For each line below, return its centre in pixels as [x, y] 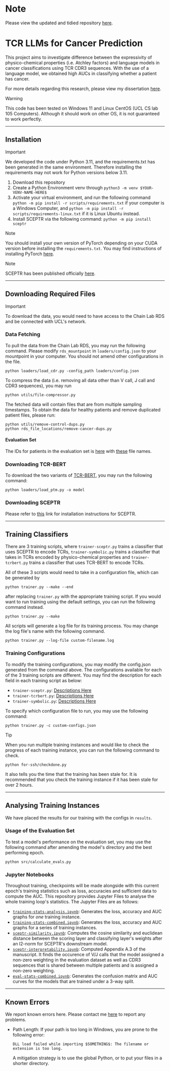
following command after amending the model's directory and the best [79, 847]
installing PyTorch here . [30, 254]
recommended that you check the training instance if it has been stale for [82, 779]
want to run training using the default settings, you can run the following [80, 602]
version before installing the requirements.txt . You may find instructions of [83, 248]
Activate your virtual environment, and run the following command [81, 197]
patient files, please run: [30, 415]
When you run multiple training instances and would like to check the [77, 745]
